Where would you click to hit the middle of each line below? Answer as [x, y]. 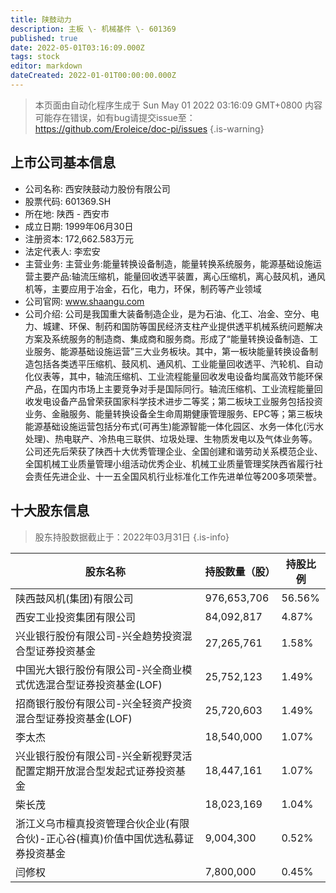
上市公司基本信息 [63, 162]
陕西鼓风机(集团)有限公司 [74, 598]
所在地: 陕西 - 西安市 [67, 213]
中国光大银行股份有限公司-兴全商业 [99, 669]
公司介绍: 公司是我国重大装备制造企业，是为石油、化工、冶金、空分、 [167, 313]
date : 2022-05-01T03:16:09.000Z [77, 47]
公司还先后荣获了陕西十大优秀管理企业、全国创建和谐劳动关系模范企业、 [173, 451]
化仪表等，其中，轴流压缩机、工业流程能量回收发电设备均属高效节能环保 [173, 376]
